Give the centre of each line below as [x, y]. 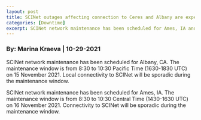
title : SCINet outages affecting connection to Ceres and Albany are [95, 17]
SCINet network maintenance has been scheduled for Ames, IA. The [90, 92]
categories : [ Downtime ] [36, 23]
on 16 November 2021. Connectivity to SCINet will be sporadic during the [96, 105]
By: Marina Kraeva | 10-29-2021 [53, 49]
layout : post [22, 12]
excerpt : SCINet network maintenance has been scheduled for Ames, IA [96, 28]
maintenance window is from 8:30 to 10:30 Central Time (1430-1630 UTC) [97, 99]
